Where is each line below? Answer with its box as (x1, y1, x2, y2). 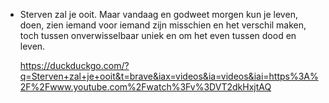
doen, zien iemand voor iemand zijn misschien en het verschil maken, (19, 19, 307, 31)
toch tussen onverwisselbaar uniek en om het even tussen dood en (19, 30, 297, 41)
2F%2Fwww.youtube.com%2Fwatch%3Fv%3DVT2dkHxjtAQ (19, 81, 272, 93)
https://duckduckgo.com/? (19, 60, 130, 71)
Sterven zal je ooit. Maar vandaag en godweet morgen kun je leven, (19, 9, 298, 20)
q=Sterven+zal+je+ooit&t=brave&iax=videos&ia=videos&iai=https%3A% (19, 70, 319, 82)
